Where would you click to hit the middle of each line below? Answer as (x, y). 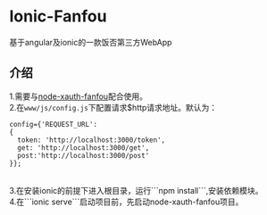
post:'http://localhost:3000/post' (83, 155)
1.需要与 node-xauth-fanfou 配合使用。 (78, 96)
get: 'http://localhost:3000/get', (83, 148)
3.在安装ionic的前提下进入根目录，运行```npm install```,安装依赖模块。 (136, 190)
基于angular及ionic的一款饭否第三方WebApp (91, 42)
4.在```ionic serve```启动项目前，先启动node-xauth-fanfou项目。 (126, 202)
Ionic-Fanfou (58, 17)
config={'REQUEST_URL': (54, 124)
